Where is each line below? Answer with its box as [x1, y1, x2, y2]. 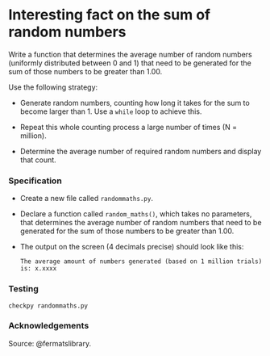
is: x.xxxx [19, 265, 57, 273]
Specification [8, 175, 62, 186]
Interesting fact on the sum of [8, 6, 211, 24]
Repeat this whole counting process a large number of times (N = [19, 122, 238, 132]
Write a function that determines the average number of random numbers [8, 49, 252, 59]
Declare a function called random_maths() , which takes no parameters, [19, 209, 252, 219]
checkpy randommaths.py [8, 301, 89, 310]
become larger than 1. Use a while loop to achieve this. [19, 107, 202, 116]
